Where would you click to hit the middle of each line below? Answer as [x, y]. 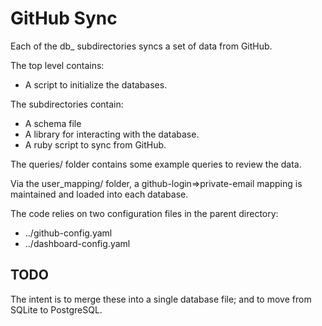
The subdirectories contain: [67, 104]
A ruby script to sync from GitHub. [95, 144]
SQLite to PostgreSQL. [56, 309]
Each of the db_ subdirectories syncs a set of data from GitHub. [141, 46]
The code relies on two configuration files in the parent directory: [144, 213]
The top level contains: [57, 65]
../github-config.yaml [68, 233]
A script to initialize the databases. [96, 84]
